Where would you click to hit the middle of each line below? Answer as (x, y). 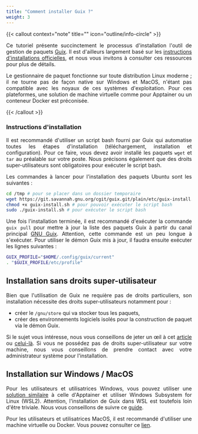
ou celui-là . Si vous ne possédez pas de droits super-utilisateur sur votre (99, 343)
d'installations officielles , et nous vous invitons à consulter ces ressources (99, 58)
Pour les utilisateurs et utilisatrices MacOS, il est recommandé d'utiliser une (99, 419)
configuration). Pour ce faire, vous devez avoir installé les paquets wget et (99, 152)
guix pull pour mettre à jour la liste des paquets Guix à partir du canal (99, 228)
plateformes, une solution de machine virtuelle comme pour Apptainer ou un (99, 94)
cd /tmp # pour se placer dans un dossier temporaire (74, 193)
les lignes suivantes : (32, 246)
